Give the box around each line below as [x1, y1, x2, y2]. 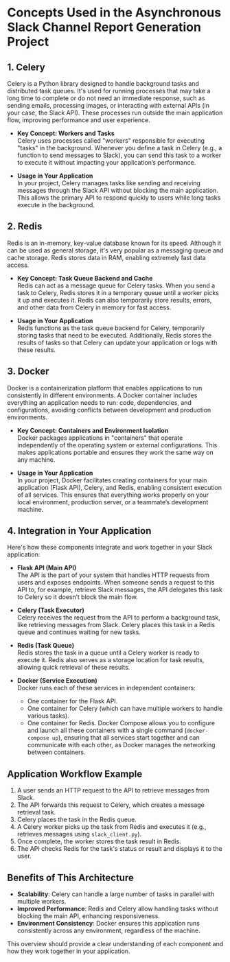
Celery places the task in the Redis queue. [16, 815, 137, 824]
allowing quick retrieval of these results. [16, 664, 130, 672]
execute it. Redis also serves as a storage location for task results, [16, 656, 205, 664]
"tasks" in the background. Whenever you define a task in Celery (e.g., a [16, 144, 222, 152]
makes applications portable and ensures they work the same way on [16, 448, 214, 456]
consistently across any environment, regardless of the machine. [16, 926, 200, 935]
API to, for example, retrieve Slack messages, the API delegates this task [16, 585, 223, 594]
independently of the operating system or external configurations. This [16, 441, 218, 449]
